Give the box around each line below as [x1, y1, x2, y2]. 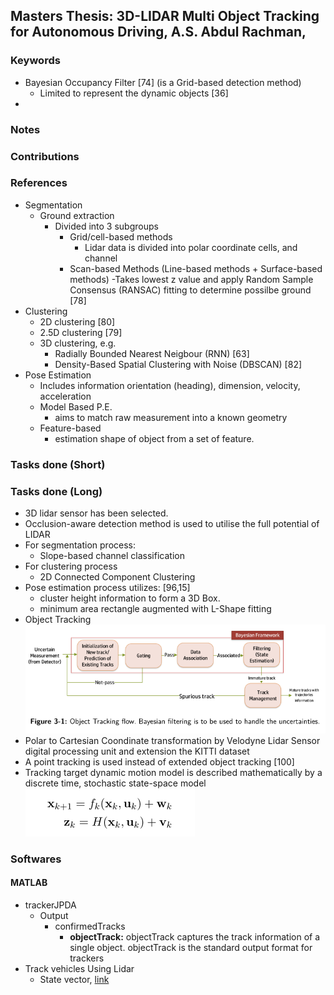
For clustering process [24, 560, 118, 573]
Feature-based [39, 422, 102, 434]
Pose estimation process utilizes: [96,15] [24, 582, 191, 594]
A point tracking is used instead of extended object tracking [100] [24, 755, 295, 768]
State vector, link [39, 973, 110, 985]
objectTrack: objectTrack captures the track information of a [69, 930, 321, 943]
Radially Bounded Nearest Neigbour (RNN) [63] [54, 347, 250, 359]
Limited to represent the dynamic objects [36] [39, 87, 229, 99]
